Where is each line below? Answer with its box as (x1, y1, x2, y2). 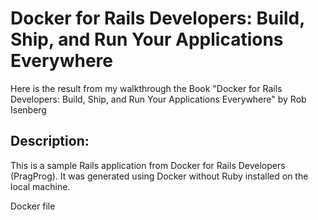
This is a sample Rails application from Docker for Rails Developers (10, 159, 286, 171)
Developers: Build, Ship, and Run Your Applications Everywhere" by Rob (10, 93, 307, 105)
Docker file (10, 200, 56, 212)
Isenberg (10, 103, 47, 116)
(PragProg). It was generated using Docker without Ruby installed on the (10, 170, 309, 182)
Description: (10, 133, 90, 150)
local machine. (10, 180, 71, 192)
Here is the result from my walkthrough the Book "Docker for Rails (10, 82, 283, 94)
